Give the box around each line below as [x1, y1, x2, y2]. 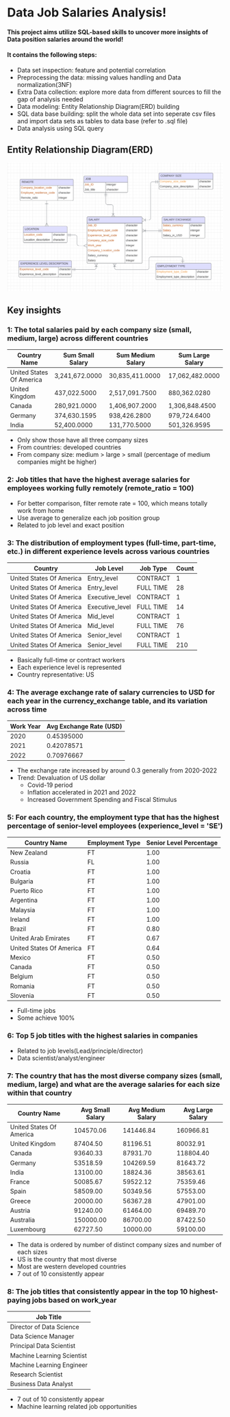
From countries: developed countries [16, 443, 122, 451]
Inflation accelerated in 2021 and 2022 [27, 788, 136, 797]
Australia [10, 1216, 36, 1224]
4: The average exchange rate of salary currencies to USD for [7, 687, 216, 697]
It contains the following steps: [7, 51, 97, 59]
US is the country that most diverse [16, 1255, 117, 1263]
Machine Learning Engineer [10, 1361, 88, 1369]
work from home [16, 506, 64, 514]
